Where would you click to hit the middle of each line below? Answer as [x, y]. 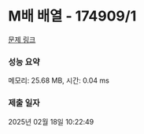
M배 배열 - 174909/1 [72, 16]
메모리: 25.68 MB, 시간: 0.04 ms [59, 80]
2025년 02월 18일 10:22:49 [51, 121]
